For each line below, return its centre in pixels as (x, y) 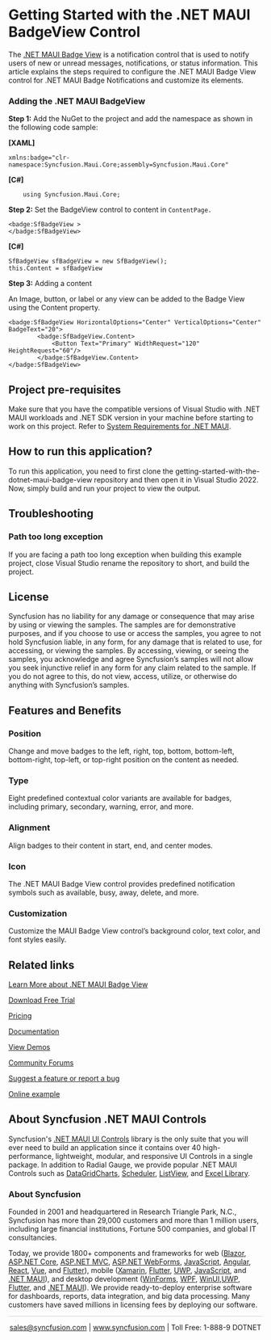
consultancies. (33, 1237)
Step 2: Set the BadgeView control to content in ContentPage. (110, 210)
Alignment (29, 828)
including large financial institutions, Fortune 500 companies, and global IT (132, 1229)
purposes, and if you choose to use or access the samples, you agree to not (135, 634)
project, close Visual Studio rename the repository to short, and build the (129, 563)
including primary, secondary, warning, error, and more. (101, 807)
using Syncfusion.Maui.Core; (72, 195)
